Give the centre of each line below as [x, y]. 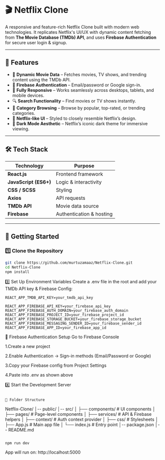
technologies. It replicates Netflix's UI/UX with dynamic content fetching [78, 32]
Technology [29, 165]
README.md [21, 430]
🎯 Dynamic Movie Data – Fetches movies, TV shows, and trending [79, 74]
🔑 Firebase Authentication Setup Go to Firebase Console [62, 337]
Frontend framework [79, 174]
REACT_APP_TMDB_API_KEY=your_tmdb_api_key [49, 298]
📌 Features [22, 63]
